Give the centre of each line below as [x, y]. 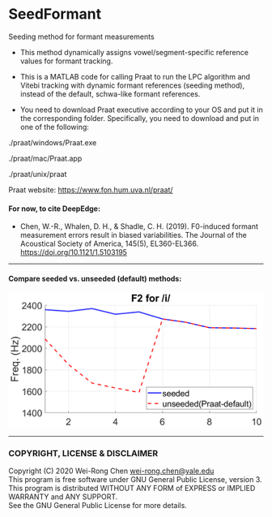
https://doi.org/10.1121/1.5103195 [74, 252]
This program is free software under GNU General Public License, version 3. [135, 480]
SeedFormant [55, 14]
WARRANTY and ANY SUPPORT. [63, 497]
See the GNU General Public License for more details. [98, 506]
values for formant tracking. [66, 61]
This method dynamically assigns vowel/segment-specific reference [134, 52]
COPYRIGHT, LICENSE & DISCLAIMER [83, 454]
